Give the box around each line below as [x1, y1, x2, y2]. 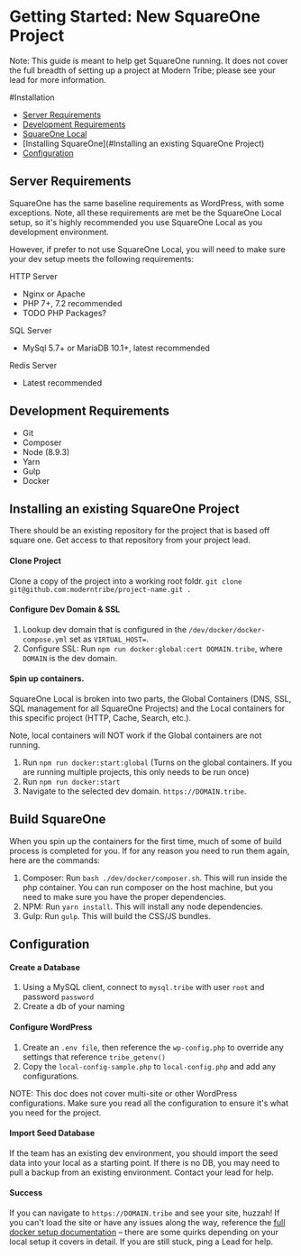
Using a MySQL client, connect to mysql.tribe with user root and [22, 982, 265, 993]
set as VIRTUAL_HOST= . [68, 633, 149, 644]
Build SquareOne [9, 812, 106, 827]
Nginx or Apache [22, 288, 86, 299]
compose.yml [22, 635, 68, 644]
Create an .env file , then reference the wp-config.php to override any [22, 1042, 284, 1052]
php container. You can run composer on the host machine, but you [22, 881, 273, 893]
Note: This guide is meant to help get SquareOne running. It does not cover [9, 55, 288, 66]
